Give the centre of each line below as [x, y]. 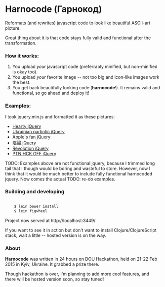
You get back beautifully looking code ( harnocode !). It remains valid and [86, 88]
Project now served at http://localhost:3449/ [50, 220]
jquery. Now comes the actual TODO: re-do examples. [60, 179]
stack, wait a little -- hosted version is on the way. [56, 235]
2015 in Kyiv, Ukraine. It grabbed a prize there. [52, 264]
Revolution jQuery [30, 148]
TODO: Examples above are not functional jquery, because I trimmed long [80, 163]
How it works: [22, 56]
